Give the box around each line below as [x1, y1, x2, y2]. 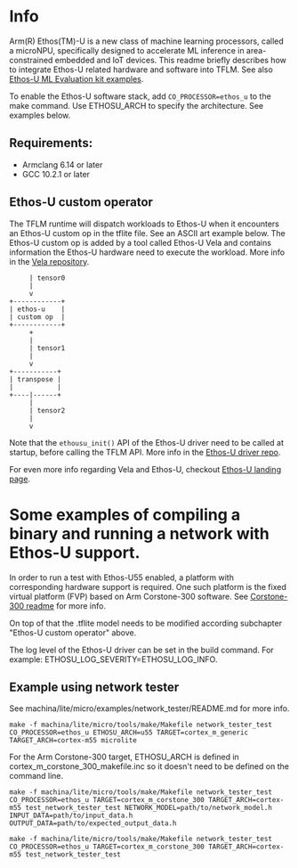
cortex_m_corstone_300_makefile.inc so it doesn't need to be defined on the [9, 761, 289, 772]
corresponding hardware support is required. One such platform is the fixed [9, 581, 286, 592]
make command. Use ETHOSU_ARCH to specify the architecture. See [9, 100, 264, 111]
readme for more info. [26, 600, 107, 611]
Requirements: [9, 135, 93, 151]
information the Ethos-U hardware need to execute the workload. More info [9, 247, 286, 258]
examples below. [9, 110, 71, 120]
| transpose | [9, 374, 62, 384]
